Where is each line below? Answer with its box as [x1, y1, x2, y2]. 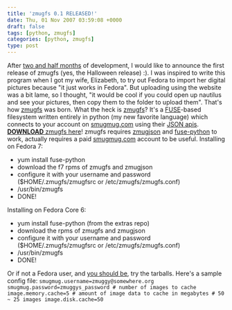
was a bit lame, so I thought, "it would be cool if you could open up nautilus [7, 91, 222, 99]
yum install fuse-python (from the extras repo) [17, 219, 150, 227]
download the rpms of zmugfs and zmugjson [17, 226, 145, 235]
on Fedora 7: [7, 143, 43, 150]
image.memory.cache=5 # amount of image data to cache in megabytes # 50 [7, 290, 225, 297]
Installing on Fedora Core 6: [7, 206, 87, 214]
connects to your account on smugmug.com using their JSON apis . [7, 120, 199, 128]
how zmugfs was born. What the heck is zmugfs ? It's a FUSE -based [7, 105, 202, 113]
